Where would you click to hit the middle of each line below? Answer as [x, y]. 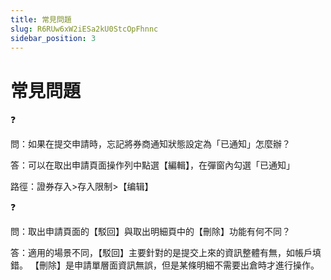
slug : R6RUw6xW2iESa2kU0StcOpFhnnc [84, 29]
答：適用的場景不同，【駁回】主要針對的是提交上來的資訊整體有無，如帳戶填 [166, 253]
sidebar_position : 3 [53, 38]
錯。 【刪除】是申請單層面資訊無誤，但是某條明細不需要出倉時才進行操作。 [165, 265]
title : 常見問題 [41, 19]
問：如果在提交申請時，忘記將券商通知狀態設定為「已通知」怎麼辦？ [150, 144]
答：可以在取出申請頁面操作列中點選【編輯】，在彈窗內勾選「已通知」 [152, 165]
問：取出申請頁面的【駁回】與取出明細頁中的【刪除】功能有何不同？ [150, 232]
